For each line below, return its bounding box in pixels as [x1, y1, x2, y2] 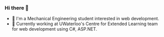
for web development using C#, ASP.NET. [11, 26, 97, 32]
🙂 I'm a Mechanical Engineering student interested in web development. [11, 16, 160, 22]
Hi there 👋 [4, 4, 29, 11]
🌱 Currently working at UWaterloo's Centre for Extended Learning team [11, 21, 158, 27]
